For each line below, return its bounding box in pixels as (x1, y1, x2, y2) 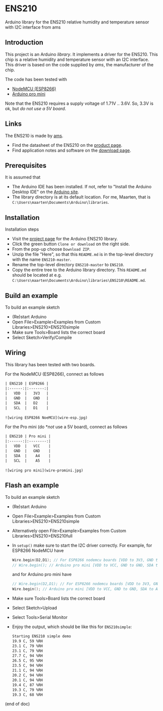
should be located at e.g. (12, 272, 62, 278)
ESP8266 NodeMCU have (12, 547, 64, 553)
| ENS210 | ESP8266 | (5, 381, 49, 386)
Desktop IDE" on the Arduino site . (12, 189, 79, 195)
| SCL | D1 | (5, 405, 49, 410)
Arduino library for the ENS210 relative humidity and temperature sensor (5, 19, 149, 25)
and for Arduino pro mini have (12, 572, 72, 577)
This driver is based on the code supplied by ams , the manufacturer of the (5, 61, 154, 67)
